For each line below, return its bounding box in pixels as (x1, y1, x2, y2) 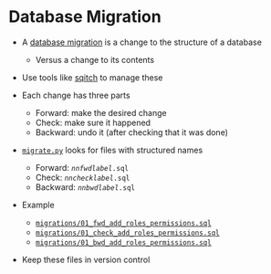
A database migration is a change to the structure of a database (21, 37, 262, 47)
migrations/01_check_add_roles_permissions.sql (35, 228, 220, 237)
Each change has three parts (21, 90, 130, 100)
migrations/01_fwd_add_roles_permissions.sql (35, 218, 212, 227)
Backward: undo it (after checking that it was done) (35, 126, 229, 138)
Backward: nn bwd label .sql (35, 181, 136, 193)
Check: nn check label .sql (35, 172, 130, 183)
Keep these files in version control (21, 254, 151, 265)
